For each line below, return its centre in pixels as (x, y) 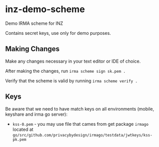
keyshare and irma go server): (36, 114)
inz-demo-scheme (45, 9)
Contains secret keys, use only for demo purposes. (58, 33)
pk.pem (19, 139)
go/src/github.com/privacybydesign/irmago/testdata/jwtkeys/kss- (82, 135)
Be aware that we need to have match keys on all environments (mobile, (80, 109)
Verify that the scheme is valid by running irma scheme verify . (71, 81)
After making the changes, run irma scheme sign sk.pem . (65, 71)
